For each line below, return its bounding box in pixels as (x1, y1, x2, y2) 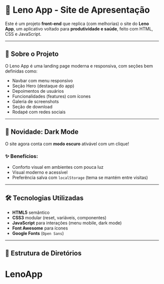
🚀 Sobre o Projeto (5, 50, 59, 58)
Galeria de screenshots (12, 98, 59, 104)
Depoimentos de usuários (12, 88, 64, 94)
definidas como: (5, 68, 38, 74)
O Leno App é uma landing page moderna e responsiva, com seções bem (5, 63, 153, 69)
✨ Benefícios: (5, 153, 38, 160)
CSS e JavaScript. (5, 31, 41, 37)
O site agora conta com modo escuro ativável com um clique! (5, 141, 129, 147)
